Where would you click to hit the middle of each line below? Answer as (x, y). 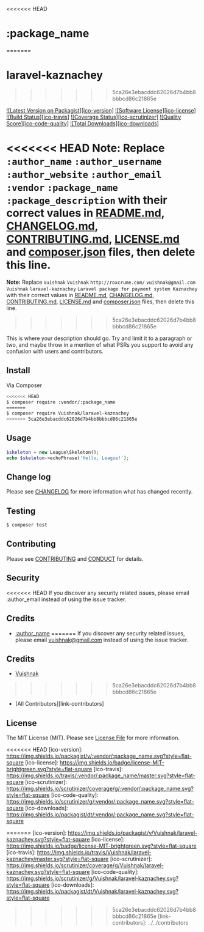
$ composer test (27, 525)
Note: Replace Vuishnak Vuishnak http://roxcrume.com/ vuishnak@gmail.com (101, 282)
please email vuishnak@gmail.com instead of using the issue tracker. (102, 640)
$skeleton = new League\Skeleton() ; (53, 452)
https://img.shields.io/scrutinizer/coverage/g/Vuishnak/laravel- (85, 865)
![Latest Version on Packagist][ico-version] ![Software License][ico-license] (101, 110)
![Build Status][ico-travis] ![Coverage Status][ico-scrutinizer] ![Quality (94, 117)
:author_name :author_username (84, 162)
